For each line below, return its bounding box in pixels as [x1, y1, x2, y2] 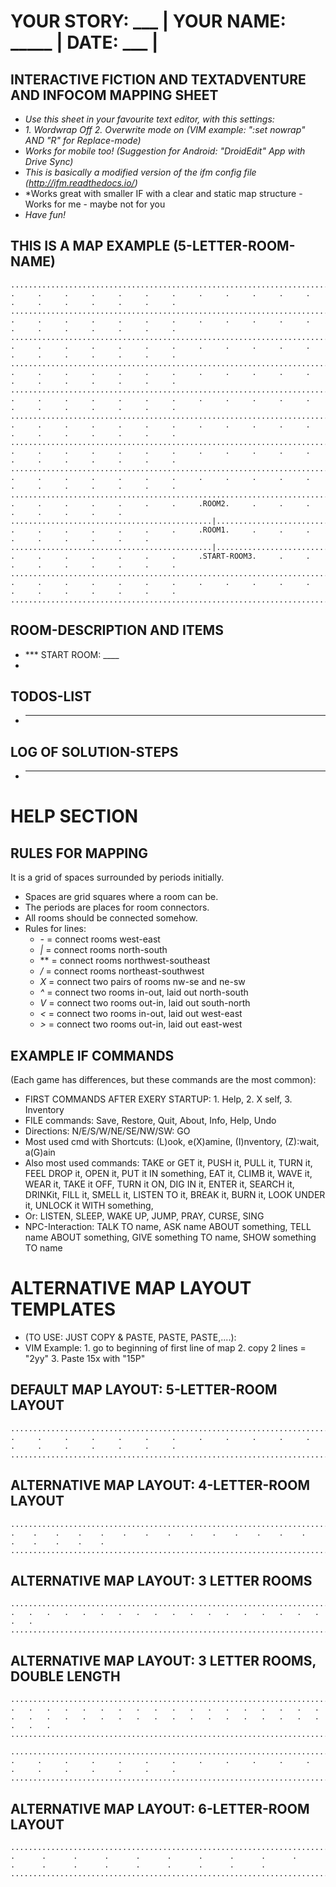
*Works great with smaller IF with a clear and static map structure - [24, 188, 303, 199]
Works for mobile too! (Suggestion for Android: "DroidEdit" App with [24, 145, 306, 157]
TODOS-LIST [10, 688, 92, 705]
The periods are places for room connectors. [24, 901, 210, 914]
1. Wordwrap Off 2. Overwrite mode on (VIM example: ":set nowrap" [24, 124, 306, 135]
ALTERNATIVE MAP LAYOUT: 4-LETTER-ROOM [10, 1477, 311, 1494]
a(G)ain [24, 1146, 56, 1159]
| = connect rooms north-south [39, 944, 168, 956]
